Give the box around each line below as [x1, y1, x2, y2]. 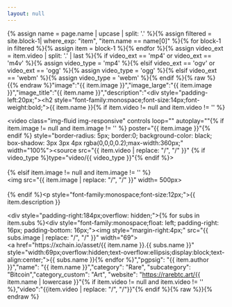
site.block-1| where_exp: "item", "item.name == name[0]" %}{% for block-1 [7, 36, 222, 45]
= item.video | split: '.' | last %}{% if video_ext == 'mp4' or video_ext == [7, 51, 212, 60]
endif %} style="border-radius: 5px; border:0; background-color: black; [7, 131, 213, 140]
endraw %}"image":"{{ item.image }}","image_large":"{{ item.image [19, 81, 213, 89]
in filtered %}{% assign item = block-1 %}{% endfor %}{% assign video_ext [7, 44, 224, 52]
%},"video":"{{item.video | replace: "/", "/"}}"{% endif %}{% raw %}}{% [7, 285, 213, 293]
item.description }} [7, 197, 61, 206]
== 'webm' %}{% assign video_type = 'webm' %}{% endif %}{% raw [7, 74, 206, 82]
